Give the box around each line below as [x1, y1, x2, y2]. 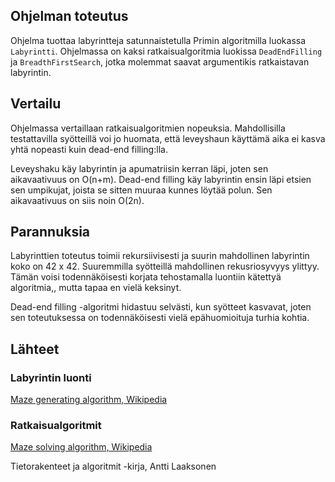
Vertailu [10, 95, 62, 113]
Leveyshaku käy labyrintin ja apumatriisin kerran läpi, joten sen [10, 162, 269, 174]
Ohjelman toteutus [10, 8, 129, 25]
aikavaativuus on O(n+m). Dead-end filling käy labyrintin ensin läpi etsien [10, 173, 312, 185]
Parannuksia [10, 224, 91, 241]
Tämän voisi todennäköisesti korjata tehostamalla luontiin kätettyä [10, 271, 282, 283]
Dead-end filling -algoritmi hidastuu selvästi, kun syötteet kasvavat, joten [10, 301, 312, 313]
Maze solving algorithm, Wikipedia [10, 441, 153, 453]
